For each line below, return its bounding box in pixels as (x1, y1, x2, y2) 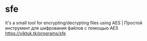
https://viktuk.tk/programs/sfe (5, 30, 66, 36)
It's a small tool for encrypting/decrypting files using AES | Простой (5, 20, 143, 26)
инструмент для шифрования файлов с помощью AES (5, 25, 119, 31)
